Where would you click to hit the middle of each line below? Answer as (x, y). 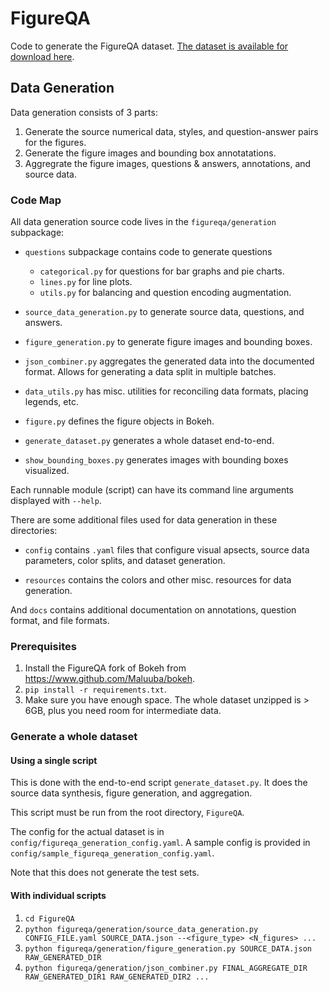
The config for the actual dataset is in (87, 832)
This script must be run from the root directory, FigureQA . (127, 813)
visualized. (47, 471)
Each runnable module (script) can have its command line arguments (152, 490)
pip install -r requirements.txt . (95, 689)
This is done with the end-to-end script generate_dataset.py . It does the (159, 783)
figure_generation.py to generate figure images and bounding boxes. (168, 342)
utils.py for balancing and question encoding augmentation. (165, 293)
